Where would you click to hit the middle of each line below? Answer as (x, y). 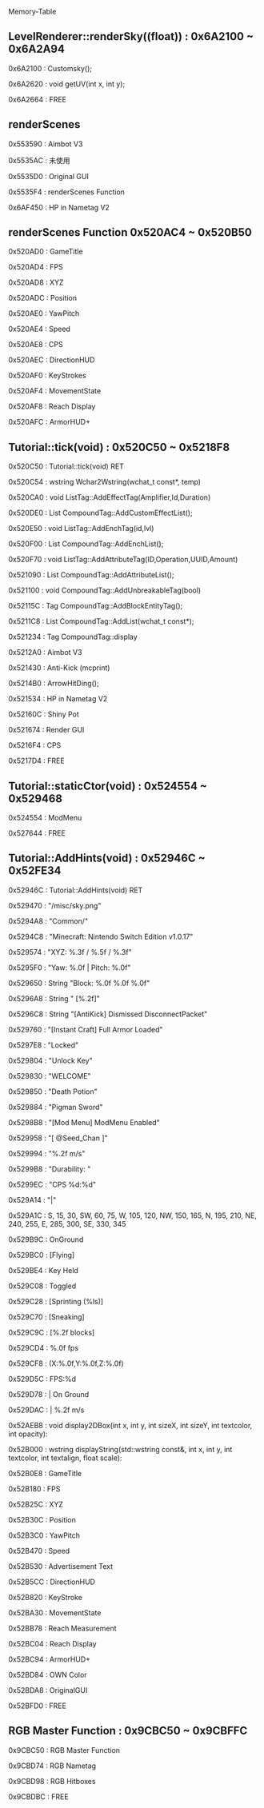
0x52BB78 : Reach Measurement (63, 1628)
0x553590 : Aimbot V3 (46, 144)
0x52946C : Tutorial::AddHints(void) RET (76, 890)
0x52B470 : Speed (39, 1551)
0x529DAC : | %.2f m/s (46, 1410)
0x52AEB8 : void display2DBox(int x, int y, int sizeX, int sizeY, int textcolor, (130, 1425)
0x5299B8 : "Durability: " (50, 1169)
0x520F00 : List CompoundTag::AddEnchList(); (86, 544)
